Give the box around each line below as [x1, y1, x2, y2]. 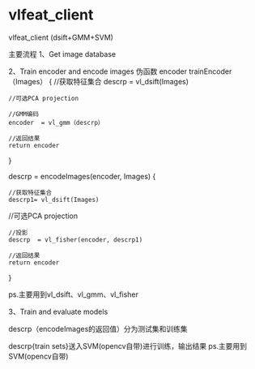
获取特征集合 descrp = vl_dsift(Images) [58, 76, 189, 86]
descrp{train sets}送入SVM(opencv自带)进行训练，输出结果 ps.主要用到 [8, 341, 248, 350]
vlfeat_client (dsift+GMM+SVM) [8, 32, 113, 42]
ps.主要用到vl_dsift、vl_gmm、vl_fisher [8, 290, 139, 299]
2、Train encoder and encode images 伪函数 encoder [8, 67, 188, 76]
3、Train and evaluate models [8, 307, 108, 316]
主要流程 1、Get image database [8, 49, 117, 58]
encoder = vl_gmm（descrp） [8, 118, 104, 127]
